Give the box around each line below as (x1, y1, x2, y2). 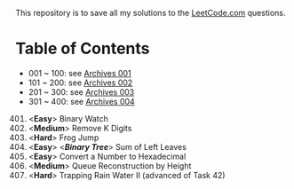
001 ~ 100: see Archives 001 (28, 67, 132, 78)
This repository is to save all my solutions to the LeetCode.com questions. (15, 8, 286, 18)
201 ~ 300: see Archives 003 (28, 86, 135, 97)
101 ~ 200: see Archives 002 (28, 77, 133, 88)
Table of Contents (15, 39, 150, 59)
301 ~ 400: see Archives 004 (28, 96, 135, 106)
